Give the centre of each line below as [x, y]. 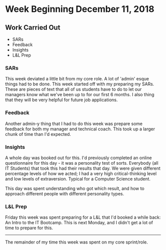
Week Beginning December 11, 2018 [80, 9]
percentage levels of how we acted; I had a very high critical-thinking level [81, 173]
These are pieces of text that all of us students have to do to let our [73, 89]
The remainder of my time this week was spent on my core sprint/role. [77, 242]
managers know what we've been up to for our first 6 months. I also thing [80, 95]
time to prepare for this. [29, 228]
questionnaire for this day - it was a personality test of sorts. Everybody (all [82, 163]
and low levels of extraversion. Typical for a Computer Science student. [78, 179]
